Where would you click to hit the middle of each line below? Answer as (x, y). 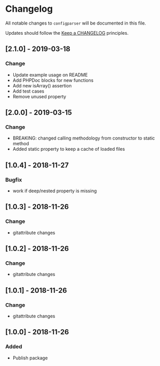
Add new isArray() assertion (42, 85)
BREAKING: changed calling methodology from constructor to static (84, 138)
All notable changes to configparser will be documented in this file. (76, 23)
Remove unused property (39, 96)
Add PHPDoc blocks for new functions (53, 80)
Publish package (30, 358)
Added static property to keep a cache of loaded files (69, 149)
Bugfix (14, 179)
